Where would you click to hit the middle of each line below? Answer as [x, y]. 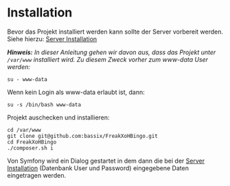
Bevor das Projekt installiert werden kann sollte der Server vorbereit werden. [115, 32]
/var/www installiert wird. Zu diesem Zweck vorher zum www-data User [107, 59]
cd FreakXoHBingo [32, 142]
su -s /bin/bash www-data [44, 104]
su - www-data [27, 79]
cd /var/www [24, 130]
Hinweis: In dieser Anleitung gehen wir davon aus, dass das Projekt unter [112, 52]
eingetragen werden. [37, 175]
